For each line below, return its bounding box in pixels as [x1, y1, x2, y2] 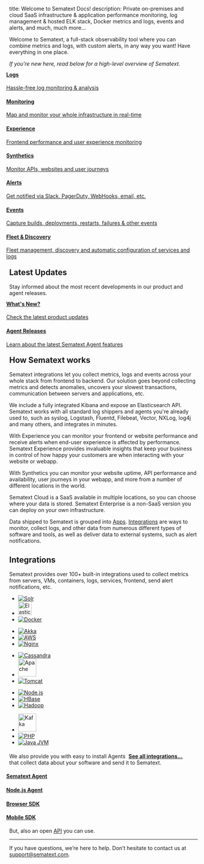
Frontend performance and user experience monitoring [6, 138, 142, 146]
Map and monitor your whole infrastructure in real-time [6, 111, 142, 119]
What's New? [6, 300, 41, 308]
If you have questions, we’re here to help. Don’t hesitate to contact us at [9, 844, 187, 851]
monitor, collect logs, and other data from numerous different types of [9, 525, 181, 532]
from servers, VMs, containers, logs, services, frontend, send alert [9, 577, 173, 584]
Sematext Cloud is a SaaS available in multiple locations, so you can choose [9, 494, 196, 501]
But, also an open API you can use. [9, 827, 95, 834]
